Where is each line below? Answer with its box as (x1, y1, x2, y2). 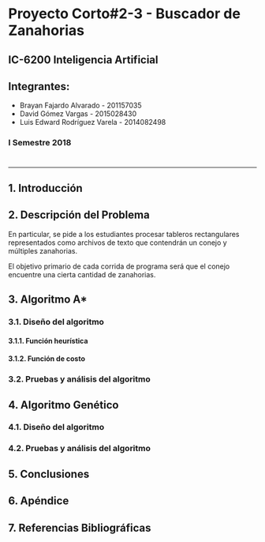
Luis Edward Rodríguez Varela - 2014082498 (19, 118, 166, 127)
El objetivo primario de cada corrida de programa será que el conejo (8, 262, 230, 271)
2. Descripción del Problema (8, 209, 150, 222)
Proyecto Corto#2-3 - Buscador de (8, 5, 241, 23)
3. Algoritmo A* (8, 293, 88, 307)
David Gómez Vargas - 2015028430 (19, 109, 136, 119)
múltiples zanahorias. (8, 246, 78, 255)
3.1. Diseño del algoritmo (8, 317, 105, 328)
